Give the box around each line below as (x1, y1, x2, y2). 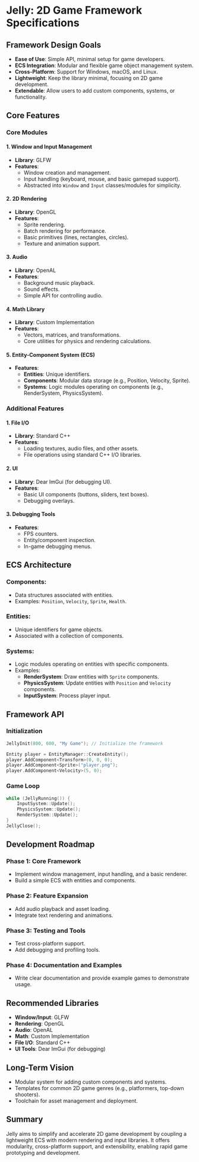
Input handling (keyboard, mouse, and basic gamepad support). (23, 175, 180, 182)
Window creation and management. (23, 169, 111, 176)
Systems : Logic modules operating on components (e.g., (23, 384, 164, 391)
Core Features (6, 110, 60, 121)
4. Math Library (6, 305, 45, 312)
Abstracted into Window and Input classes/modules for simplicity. (23, 182, 182, 189)
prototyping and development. (6, 1149, 80, 1156)
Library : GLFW (14, 156, 52, 163)
